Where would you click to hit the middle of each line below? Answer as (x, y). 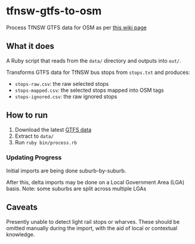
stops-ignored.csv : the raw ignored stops (66, 96)
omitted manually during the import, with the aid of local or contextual (92, 228)
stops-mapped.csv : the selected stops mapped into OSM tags (89, 90)
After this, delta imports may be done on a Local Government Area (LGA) (95, 182)
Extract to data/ (34, 136)
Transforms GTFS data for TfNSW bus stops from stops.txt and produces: (98, 72)
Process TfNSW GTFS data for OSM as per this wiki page (77, 27)
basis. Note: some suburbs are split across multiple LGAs (76, 189)
